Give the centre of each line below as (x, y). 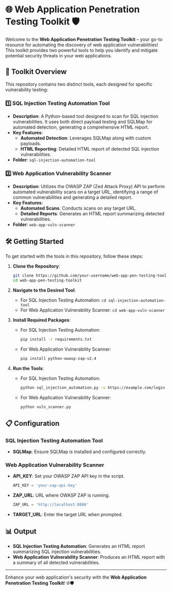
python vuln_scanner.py (46, 407)
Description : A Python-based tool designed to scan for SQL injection (85, 116)
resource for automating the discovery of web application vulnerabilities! (82, 45)
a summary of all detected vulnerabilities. (56, 562)
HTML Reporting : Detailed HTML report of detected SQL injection (90, 149)
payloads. (31, 144)
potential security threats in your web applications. (59, 55)
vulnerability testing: (27, 89)
